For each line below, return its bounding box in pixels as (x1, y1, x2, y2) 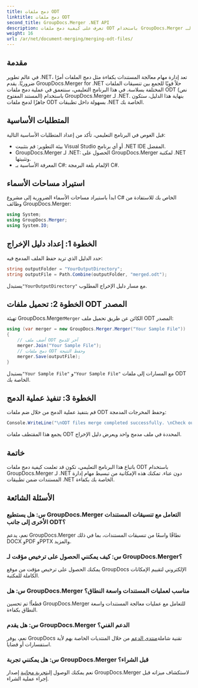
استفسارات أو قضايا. (6, 640, 52, 648)
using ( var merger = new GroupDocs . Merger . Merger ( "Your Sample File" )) (6, 326, 186, 332)
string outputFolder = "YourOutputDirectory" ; (6, 266, 123, 272)
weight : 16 (6, 31, 33, 37)
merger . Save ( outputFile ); (17, 353, 81, 359)
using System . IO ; (6, 223, 49, 229)
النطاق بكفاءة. (6, 606, 38, 613)
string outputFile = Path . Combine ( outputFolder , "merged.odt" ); (6, 272, 167, 277)
